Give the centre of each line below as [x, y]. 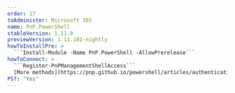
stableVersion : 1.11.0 [40, 33]
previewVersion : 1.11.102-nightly [58, 40]
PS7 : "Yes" [23, 79]
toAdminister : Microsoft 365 [50, 20]
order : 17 [22, 14]
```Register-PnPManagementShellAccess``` [75, 66]
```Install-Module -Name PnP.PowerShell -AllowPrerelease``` [105, 53]
